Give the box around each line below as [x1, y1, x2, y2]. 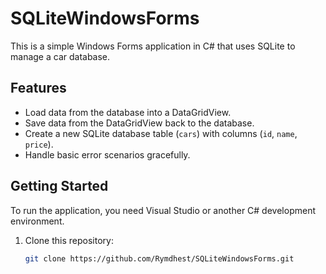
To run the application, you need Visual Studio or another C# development [10, 204, 316, 216]
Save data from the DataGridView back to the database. [24, 117, 255, 129]
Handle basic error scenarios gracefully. [24, 148, 191, 161]
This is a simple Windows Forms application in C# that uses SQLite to [10, 40, 296, 52]
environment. [10, 215, 65, 227]
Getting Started [10, 178, 109, 195]
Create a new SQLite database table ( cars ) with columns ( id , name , [24, 127, 298, 139]
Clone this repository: [24, 234, 114, 246]
